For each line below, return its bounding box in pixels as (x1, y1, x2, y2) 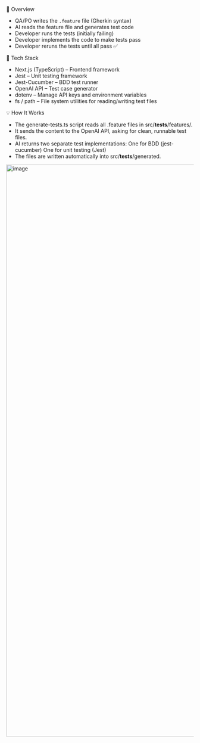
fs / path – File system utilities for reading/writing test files (14, 98, 157, 104)
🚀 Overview (6, 6, 35, 13)
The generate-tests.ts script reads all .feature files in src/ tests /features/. (14, 121, 193, 128)
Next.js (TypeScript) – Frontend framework (14, 66, 120, 73)
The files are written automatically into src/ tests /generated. (14, 153, 161, 160)
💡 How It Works (6, 109, 45, 116)
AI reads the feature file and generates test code (14, 24, 134, 30)
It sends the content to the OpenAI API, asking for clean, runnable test (14, 128, 187, 134)
